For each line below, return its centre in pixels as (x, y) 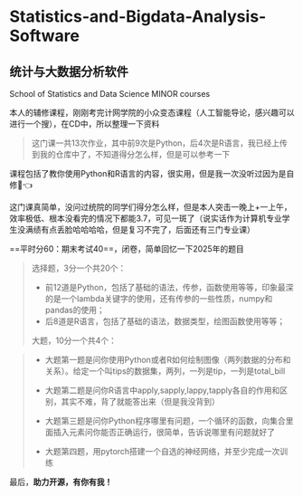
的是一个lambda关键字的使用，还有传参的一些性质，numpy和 (159, 299)
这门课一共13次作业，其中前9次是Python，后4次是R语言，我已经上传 (159, 143)
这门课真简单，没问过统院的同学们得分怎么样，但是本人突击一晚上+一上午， (151, 207)
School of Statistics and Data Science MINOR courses (110, 94)
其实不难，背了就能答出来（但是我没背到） (140, 401)
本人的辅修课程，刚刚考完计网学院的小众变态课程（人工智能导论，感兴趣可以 (152, 112)
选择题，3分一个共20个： (79, 268)
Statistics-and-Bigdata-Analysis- (138, 17)
